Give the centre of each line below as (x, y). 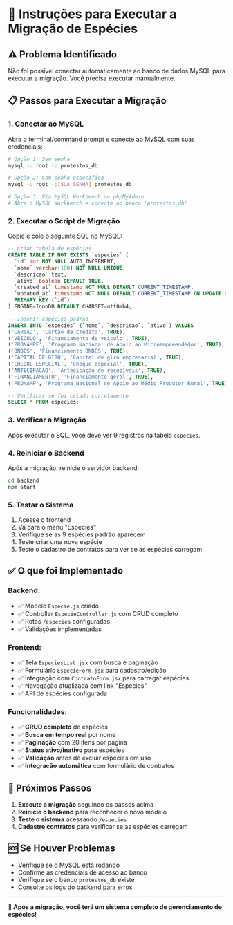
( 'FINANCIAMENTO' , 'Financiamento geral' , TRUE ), (81, 377)
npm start (22, 487)
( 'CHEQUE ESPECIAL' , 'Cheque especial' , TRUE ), (78, 364)
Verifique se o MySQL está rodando (69, 865)
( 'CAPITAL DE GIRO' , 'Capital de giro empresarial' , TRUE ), (96, 358)
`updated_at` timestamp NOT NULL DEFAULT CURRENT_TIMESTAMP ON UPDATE (118, 294)
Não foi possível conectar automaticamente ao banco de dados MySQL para (116, 71)
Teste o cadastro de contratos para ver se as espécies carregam (110, 549)
